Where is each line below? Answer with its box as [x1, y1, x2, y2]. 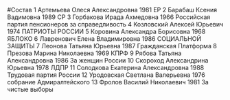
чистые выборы [7, 85, 54, 93]
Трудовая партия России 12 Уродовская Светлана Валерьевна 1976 [7, 71, 206, 79]
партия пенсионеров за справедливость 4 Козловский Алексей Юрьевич [7, 20, 224, 28]
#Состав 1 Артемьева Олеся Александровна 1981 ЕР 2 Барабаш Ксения [7, 6, 218, 14]
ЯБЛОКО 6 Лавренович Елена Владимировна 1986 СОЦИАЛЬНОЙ [7, 35, 201, 43]
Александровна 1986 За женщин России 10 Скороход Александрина [7, 56, 209, 64]
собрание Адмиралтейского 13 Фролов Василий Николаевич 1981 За [7, 78, 209, 86]
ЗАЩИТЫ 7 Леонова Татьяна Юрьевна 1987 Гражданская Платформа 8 [7, 42, 218, 50]
